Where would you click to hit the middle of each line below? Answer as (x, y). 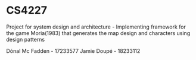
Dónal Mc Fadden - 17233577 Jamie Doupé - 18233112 (73, 50)
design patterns (26, 39)
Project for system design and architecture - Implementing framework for (96, 27)
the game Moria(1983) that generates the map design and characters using (98, 33)
